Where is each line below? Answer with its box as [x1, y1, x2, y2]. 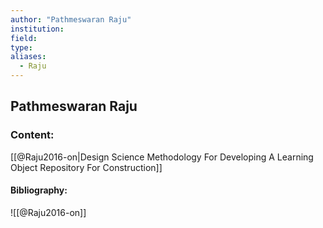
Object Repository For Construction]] [10, 161, 163, 173]
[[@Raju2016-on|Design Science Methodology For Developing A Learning [10, 151, 314, 163]
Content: [10, 128, 55, 142]
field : [10, 33, 38, 43]
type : [10, 42, 33, 53]
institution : [10, 24, 65, 34]
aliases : [10, 52, 47, 62]
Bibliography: [10, 184, 68, 196]
